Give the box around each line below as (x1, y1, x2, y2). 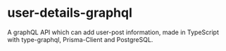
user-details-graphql (7, 5, 132, 21)
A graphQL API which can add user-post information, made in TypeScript (7, 28, 220, 36)
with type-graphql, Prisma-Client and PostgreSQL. (7, 35, 153, 43)
